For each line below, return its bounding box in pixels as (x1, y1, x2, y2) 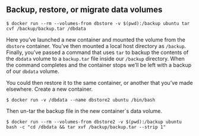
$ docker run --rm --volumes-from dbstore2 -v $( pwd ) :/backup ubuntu (6, 119, 182, 125)
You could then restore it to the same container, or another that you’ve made (6, 79, 193, 86)
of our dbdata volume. (6, 68, 59, 75)
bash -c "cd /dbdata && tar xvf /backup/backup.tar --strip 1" (6, 124, 166, 130)
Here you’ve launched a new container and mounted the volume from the (6, 36, 185, 43)
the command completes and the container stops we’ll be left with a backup (6, 61, 192, 68)
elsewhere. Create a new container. (6, 86, 93, 93)
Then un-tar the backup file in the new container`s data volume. (6, 107, 162, 115)
